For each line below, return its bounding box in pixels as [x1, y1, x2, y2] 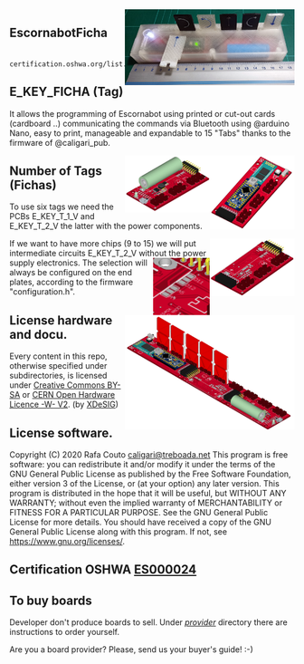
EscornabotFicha [9, 25, 109, 41]
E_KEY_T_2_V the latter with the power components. [9, 221, 203, 232]
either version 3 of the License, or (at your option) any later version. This [9, 478, 280, 489]
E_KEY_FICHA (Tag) [9, 84, 124, 100]
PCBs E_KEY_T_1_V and [9, 211, 95, 222]
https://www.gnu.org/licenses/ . [9, 536, 125, 547]
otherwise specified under [9, 361, 108, 371]
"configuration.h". [9, 286, 75, 297]
